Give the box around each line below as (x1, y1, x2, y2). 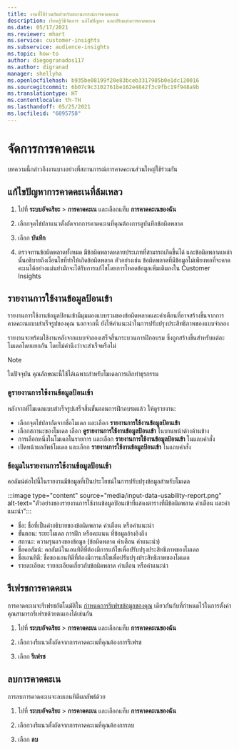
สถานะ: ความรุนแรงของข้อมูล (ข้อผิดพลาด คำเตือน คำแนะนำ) (17, 536, 161, 546)
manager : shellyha (7, 70, 62, 77)
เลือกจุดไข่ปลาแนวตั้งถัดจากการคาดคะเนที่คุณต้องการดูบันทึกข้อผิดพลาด (17, 219, 183, 228)
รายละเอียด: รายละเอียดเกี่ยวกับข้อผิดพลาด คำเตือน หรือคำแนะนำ (17, 561, 169, 569)
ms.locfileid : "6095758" (7, 110, 81, 117)
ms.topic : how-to (7, 51, 59, 58)
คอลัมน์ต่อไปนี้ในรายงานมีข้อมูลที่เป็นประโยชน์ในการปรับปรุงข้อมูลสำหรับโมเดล (7, 477, 190, 485)
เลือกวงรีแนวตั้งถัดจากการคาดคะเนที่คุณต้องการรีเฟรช (17, 638, 142, 646)
